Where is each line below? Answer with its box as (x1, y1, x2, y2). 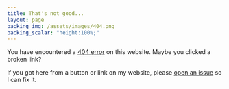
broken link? (7, 55, 42, 64)
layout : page (7, 16, 45, 23)
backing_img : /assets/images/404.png (7, 23, 115, 29)
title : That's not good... (7, 10, 84, 17)
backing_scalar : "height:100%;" (7, 29, 99, 36)
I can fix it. (7, 76, 37, 84)
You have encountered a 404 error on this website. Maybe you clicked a (7, 48, 211, 56)
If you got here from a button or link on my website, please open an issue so (7, 68, 222, 77)
